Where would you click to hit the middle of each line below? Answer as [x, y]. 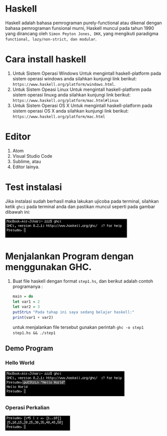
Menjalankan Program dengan [70, 256]
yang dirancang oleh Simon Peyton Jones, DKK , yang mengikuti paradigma [82, 33]
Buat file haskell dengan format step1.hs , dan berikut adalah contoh [83, 281]
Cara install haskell [46, 59]
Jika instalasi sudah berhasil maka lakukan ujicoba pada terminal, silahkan [82, 201]
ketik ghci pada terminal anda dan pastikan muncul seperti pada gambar [80, 206]
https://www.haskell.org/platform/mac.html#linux [66, 101]
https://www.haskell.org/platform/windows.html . [64, 84]
